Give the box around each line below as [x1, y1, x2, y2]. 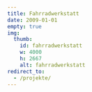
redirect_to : [7, 68, 45, 75]
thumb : [13, 36, 33, 43]
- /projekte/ [13, 74, 52, 82]
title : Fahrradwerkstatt [7, 10, 79, 17]
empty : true [7, 23, 42, 30]
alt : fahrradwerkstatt [20, 62, 86, 68]
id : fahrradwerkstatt [20, 42, 82, 49]
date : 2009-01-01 [7, 17, 58, 24]
